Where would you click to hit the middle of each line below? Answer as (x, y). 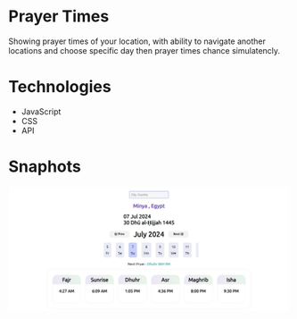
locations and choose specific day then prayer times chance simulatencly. (144, 50)
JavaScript (41, 111)
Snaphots (45, 167)
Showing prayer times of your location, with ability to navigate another (137, 41)
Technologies (60, 87)
